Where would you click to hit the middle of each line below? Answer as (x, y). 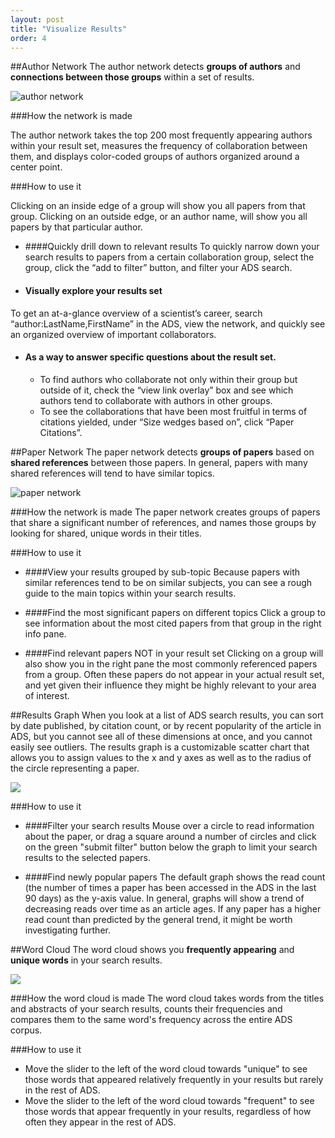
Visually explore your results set (93, 290)
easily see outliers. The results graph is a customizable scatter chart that (160, 747)
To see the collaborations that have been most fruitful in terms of (173, 411)
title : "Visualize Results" (69, 29)
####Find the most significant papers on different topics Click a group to (175, 612)
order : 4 (28, 38)
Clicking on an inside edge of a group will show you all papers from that (158, 206)
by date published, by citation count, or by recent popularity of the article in (166, 725)
